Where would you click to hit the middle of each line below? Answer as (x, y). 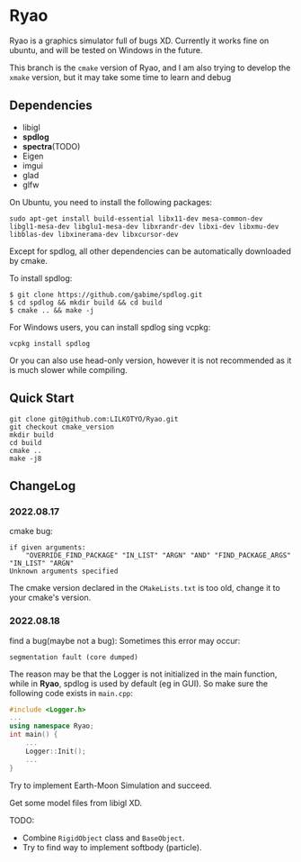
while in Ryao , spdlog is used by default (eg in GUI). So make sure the (139, 683)
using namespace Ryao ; (52, 726)
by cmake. (28, 260)
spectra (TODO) (51, 146)
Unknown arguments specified (64, 572)
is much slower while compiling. (68, 369)
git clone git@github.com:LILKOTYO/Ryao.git (94, 419)
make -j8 (26, 458)
